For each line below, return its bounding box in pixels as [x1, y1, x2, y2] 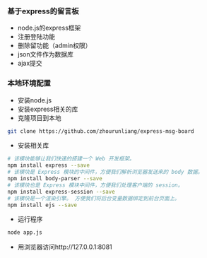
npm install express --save [7, 162, 90, 169]
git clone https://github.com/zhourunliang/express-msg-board [7, 127, 194, 135]
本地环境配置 [7, 78, 52, 88]
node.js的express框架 [17, 23, 81, 33]
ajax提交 [17, 59, 42, 68]
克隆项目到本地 [17, 113, 61, 122]
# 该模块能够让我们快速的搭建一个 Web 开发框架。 [7, 156, 135, 163]
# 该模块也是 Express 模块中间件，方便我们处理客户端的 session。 [7, 182, 184, 189]
